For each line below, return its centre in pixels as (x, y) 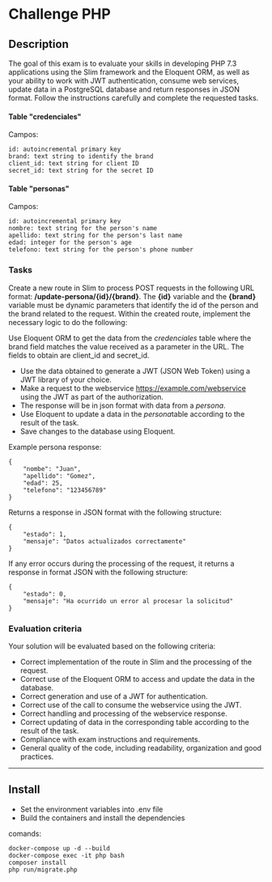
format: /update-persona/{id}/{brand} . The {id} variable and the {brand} (132, 296)
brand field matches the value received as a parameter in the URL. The (126, 346)
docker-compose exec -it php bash (67, 855)
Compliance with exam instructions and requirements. (110, 739)
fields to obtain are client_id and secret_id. (79, 355)
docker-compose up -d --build (59, 848)
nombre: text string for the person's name (83, 229)
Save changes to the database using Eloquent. (98, 431)
